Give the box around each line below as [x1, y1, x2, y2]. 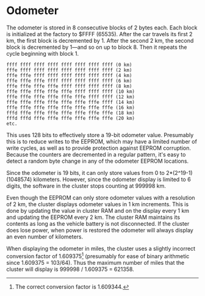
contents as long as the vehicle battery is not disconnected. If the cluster [6, 220, 190, 227]
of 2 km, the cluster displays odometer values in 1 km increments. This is [6, 200, 189, 208]
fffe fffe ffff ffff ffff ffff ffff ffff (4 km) [6, 72, 132, 78]
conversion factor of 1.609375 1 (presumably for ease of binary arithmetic [6, 251, 190, 260]
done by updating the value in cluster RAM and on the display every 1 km [6, 207, 190, 214]
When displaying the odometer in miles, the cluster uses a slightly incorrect [6, 245, 196, 252]
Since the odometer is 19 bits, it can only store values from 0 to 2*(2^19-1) [6, 169, 193, 176]
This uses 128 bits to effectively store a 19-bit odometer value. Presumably [6, 131, 194, 138]
